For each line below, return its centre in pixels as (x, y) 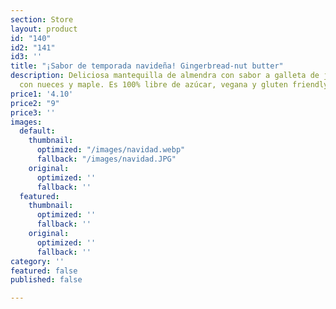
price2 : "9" (35, 103)
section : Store (42, 19)
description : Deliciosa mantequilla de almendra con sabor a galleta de (165, 76)
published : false (46, 280)
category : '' (37, 261)
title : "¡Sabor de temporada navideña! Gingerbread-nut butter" (147, 66)
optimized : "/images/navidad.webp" (111, 150)
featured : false (44, 271)
